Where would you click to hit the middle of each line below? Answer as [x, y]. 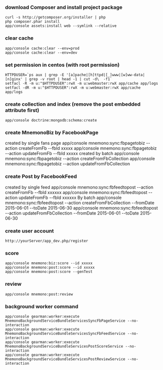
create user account [30, 231]
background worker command [42, 306]
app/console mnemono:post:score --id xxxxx [50, 268]
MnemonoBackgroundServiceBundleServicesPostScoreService [64, 346]
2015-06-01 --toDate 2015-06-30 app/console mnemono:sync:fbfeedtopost [81, 208]
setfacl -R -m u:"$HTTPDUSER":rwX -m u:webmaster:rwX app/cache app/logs [82, 83]
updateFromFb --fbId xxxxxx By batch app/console [70, 197]
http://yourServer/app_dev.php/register [47, 241]
